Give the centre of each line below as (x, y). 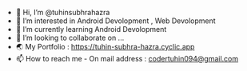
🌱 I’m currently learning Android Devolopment (91, 29)
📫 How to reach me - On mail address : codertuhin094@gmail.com (127, 59)
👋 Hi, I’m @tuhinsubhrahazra (63, 12)
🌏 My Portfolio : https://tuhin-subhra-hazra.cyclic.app (105, 47)
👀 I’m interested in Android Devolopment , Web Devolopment (116, 21)
